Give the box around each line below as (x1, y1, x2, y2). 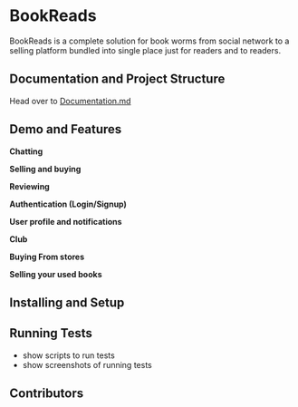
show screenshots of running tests (22, 359, 152, 370)
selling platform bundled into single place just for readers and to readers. (9, 44, 282, 55)
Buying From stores (9, 251, 85, 262)
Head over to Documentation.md (9, 95, 131, 106)
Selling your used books (9, 268, 102, 279)
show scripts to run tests (22, 350, 115, 361)
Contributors (9, 386, 84, 402)
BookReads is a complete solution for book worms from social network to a (9, 35, 290, 46)
